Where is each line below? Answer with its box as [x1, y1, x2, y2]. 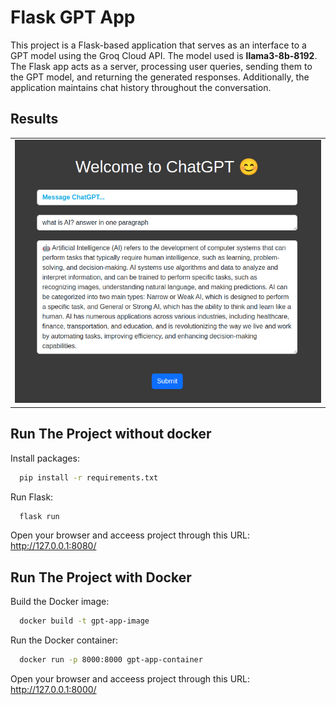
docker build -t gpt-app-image [19, 616, 150, 626]
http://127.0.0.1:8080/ [10, 540, 97, 552]
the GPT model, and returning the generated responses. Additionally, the [10, 71, 310, 83]
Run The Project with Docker [10, 569, 192, 586]
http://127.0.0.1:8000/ [10, 683, 97, 695]
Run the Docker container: [10, 634, 118, 646]
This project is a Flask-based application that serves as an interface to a [10, 39, 307, 51]
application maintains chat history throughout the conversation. [10, 81, 272, 93]
